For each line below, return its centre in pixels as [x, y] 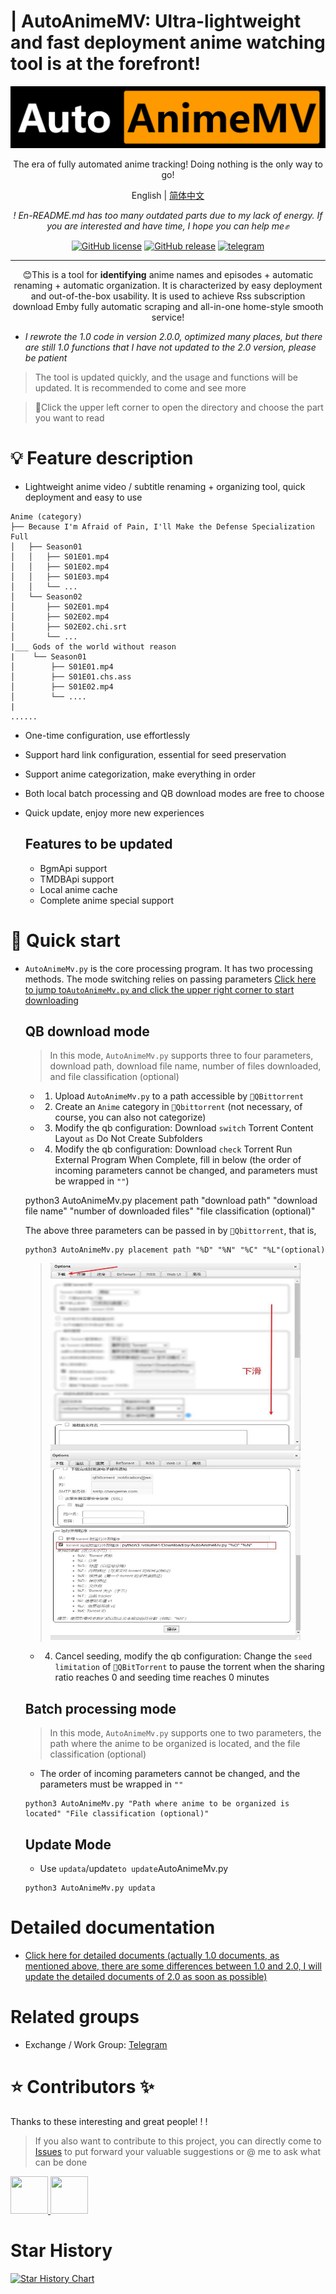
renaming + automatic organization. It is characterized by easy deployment [168, 285]
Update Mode [68, 1844]
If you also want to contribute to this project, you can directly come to [178, 2141]
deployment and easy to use [83, 497]
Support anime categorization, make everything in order [140, 774]
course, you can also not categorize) [130, 1117]
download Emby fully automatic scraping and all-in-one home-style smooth [168, 306]
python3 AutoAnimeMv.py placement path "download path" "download [171, 1201]
